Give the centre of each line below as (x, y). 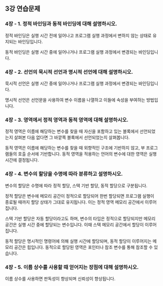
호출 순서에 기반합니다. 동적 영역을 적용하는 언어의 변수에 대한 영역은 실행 (87, 154)
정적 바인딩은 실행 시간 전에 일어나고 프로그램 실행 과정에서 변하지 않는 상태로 (78, 35)
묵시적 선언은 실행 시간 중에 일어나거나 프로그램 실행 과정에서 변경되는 (71, 83)
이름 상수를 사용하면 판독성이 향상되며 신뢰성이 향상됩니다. (60, 278)
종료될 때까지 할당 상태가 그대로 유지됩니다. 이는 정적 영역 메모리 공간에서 (74, 202)
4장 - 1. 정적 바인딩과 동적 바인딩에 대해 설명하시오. (61, 24)
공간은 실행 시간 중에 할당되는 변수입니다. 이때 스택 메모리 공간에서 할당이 (74, 225)
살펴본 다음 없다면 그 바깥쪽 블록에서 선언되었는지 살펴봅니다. (72, 138)
